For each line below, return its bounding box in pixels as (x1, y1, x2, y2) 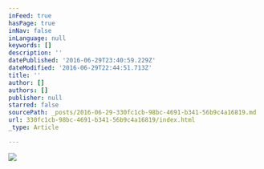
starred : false (8, 101, 59, 109)
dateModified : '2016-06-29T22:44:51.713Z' (8, 64, 152, 72)
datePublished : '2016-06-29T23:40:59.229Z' (8, 57, 156, 65)
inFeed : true (8, 11, 52, 20)
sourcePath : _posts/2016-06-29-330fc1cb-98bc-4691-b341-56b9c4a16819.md (8, 109, 257, 117)
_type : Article (8, 123, 59, 131)
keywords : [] (8, 42, 52, 50)
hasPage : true (8, 19, 56, 27)
